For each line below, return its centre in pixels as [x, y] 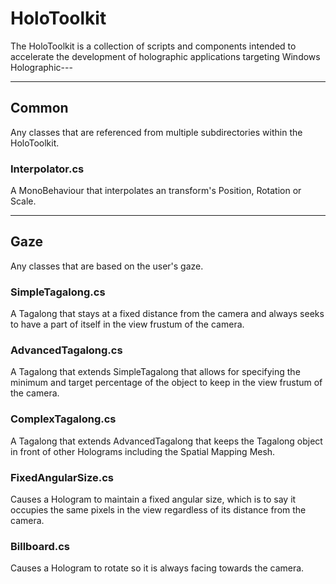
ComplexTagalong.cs [63, 419]
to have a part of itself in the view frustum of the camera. [127, 324]
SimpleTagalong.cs [58, 292]
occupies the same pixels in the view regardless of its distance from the [158, 510]
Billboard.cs [40, 546]
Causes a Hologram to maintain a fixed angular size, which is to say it [153, 499]
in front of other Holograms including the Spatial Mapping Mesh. [143, 451]
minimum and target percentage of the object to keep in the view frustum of [166, 383]
